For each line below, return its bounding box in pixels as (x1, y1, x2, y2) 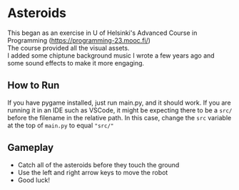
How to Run (7, 80, 60, 92)
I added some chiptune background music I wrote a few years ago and (7, 51, 215, 60)
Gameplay (7, 142, 54, 154)
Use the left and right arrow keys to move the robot (17, 168, 168, 176)
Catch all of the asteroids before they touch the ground (17, 160, 180, 169)
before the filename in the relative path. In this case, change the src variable (7, 113, 232, 122)
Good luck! (17, 176, 50, 184)
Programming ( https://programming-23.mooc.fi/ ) (7, 36, 151, 44)
